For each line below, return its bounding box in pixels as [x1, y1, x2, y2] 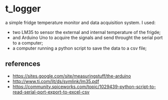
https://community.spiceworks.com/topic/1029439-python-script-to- [12, 83, 156, 89]
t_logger [5, 3, 41, 14]
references [5, 59, 41, 68]
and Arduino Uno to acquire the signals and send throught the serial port [12, 34, 163, 40]
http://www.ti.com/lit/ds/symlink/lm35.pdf [12, 78, 100, 84]
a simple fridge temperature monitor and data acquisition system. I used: [5, 19, 156, 25]
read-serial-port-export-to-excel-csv [12, 88, 90, 95]
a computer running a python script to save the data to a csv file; [12, 45, 147, 51]
